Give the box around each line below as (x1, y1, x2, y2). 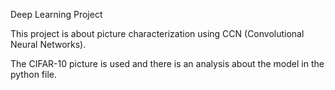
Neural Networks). (10, 39, 87, 50)
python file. (10, 69, 57, 80)
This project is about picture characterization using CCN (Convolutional (10, 28, 305, 39)
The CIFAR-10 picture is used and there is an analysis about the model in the (10, 58, 325, 69)
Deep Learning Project (10, 9, 103, 20)
